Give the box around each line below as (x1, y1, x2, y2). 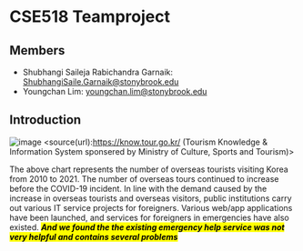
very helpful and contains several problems (9, 231, 178, 242)
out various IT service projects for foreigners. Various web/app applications (9, 202, 293, 213)
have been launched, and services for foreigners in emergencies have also (9, 212, 289, 223)
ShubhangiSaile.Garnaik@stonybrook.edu (22, 76, 179, 87)
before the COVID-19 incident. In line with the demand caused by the (9, 183, 268, 194)
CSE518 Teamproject (9, 6, 171, 27)
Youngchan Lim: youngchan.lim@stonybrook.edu (22, 86, 207, 96)
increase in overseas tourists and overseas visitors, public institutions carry (9, 193, 293, 204)
